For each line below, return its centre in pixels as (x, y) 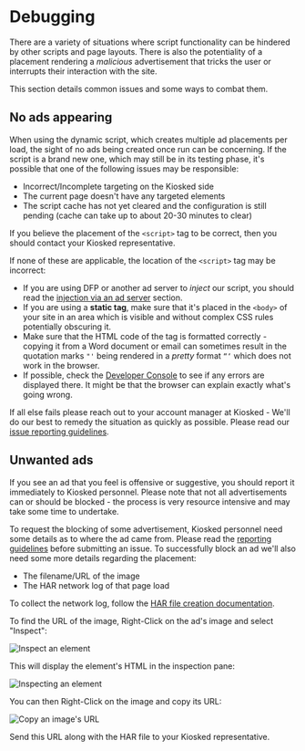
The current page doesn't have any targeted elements (124, 196)
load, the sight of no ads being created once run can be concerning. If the (148, 149)
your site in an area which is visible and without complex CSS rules (148, 317)
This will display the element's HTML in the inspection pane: (122, 666)
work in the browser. (61, 365)
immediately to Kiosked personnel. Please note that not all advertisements (148, 492)
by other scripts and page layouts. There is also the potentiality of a (136, 51)
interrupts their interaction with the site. (83, 71)
